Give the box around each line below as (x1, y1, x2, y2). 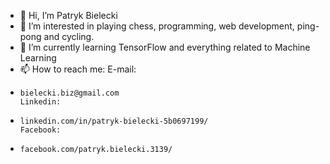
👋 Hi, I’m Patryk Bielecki (19, 10, 118, 21)
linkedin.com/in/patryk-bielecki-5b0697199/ (19, 116, 209, 126)
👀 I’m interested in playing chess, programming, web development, (19, 20, 295, 32)
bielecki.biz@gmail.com (19, 88, 120, 98)
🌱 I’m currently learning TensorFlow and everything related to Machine (19, 41, 311, 53)
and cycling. (43, 31, 95, 42)
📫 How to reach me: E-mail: (19, 63, 137, 75)
